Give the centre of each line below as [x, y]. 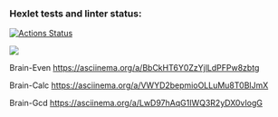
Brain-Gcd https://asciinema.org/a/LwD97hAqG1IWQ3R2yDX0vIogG [136, 103]
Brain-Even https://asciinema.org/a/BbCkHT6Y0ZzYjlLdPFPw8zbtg [134, 68]
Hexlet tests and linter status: [76, 14]
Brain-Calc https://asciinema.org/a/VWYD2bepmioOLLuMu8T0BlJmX [139, 85]
